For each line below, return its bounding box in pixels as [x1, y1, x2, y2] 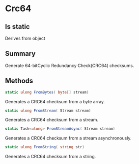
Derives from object [5, 35, 46, 41]
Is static [5, 23, 30, 31]
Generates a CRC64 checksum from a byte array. [5, 98, 105, 104]
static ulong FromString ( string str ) [5, 145, 84, 150]
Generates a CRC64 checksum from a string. [5, 154, 96, 160]
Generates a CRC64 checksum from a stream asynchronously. [5, 135, 132, 141]
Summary [5, 49, 36, 58]
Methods [5, 77, 33, 85]
